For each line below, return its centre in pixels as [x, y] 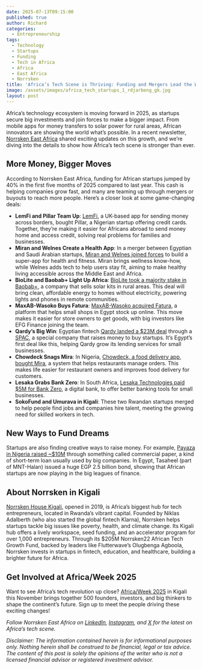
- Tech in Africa [33, 62]
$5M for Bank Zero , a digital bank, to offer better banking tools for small [104, 389]
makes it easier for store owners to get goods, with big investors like [99, 318]
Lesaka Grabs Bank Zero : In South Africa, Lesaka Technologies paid [100, 382]
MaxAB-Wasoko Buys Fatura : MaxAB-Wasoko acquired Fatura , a [96, 306]
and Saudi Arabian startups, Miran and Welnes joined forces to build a [101, 254]
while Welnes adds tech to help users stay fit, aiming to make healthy [100, 267]
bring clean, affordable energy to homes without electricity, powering [101, 292]
